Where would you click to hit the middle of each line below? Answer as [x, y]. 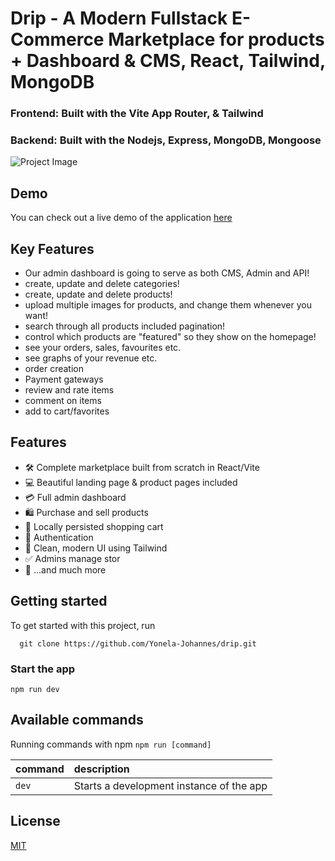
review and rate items [69, 390]
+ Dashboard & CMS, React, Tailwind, [168, 61]
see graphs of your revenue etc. [91, 358]
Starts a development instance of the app [170, 785]
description [101, 769]
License [35, 821]
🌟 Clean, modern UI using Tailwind [96, 548]
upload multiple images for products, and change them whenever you [168, 305]
